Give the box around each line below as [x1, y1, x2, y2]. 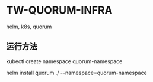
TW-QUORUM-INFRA [6, 4, 113, 17]
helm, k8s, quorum [6, 23, 52, 30]
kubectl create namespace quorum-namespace [6, 57, 123, 65]
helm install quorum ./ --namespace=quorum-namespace [6, 69, 147, 76]
